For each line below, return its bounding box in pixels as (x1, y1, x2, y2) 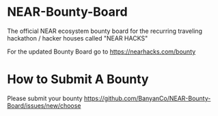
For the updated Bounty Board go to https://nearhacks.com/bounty (7, 47, 196, 56)
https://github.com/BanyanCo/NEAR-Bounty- (84, 94, 211, 102)
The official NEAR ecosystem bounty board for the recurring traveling (7, 27, 203, 35)
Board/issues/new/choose (7, 101, 81, 110)
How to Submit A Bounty (7, 71, 149, 87)
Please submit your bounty (7, 94, 83, 102)
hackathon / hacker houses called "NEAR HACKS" (7, 34, 148, 42)
